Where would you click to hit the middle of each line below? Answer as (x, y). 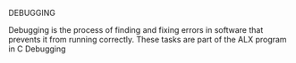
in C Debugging (37, 49)
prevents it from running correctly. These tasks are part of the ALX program (148, 39)
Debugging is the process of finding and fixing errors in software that (136, 30)
